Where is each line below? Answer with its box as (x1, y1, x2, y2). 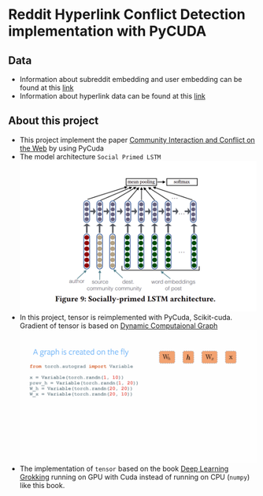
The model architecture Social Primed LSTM (19, 151, 161, 161)
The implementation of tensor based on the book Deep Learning (19, 464, 229, 473)
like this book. (19, 480, 65, 490)
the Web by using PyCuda (19, 144, 105, 153)
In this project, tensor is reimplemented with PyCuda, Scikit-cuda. (19, 313, 233, 323)
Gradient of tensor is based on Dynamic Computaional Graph (19, 321, 218, 330)
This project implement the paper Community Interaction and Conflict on (19, 135, 256, 144)
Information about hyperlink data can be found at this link (19, 91, 206, 100)
